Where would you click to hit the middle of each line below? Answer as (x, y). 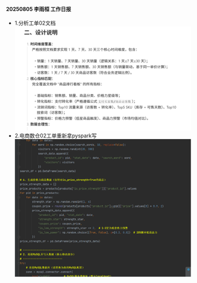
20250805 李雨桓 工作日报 (39, 9)
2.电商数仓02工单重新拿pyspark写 (56, 136)
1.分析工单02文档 (35, 23)
